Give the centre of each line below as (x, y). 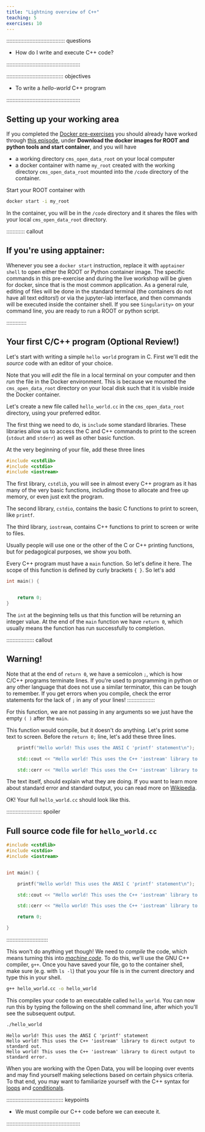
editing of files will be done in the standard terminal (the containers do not (99, 291)
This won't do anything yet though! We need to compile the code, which (97, 952)
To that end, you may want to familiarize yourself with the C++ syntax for (98, 1081)
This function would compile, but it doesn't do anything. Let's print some (98, 730)
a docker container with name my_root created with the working (95, 165)
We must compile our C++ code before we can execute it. (88, 1111)
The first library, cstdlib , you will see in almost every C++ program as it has (102, 484)
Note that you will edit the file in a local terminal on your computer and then (101, 375)
